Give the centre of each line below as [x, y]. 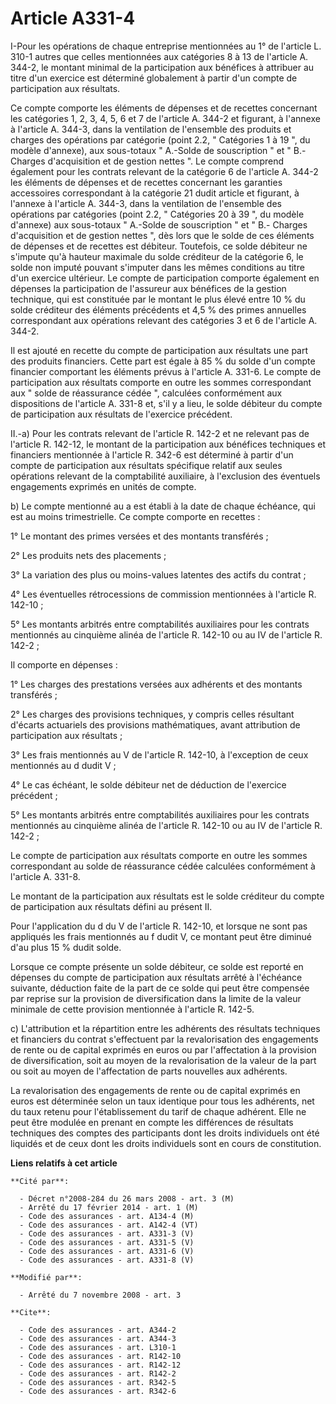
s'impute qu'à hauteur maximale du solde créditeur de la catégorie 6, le [157, 256]
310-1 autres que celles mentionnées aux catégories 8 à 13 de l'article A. [159, 56]
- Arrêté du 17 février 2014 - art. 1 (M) [109, 1207]
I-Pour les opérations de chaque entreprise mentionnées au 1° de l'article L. [166, 46]
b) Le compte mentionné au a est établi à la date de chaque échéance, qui [163, 506]
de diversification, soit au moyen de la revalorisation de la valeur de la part [163, 1060]
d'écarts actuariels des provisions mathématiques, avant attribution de [155, 724]
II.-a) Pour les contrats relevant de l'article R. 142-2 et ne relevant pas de [160, 433]
